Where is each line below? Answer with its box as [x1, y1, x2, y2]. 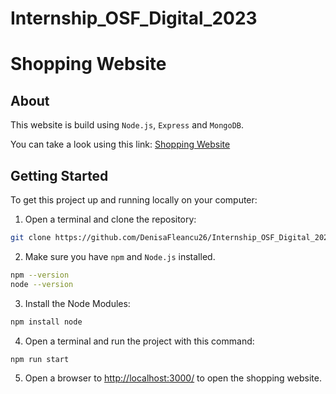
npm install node [10, 317, 83, 327]
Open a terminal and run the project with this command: [24, 335, 255, 347]
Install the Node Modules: [24, 297, 131, 309]
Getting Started [10, 167, 109, 184]
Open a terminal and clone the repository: [24, 213, 197, 225]
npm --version [10, 270, 70, 280]
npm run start [10, 354, 70, 364]
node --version [10, 279, 74, 289]
